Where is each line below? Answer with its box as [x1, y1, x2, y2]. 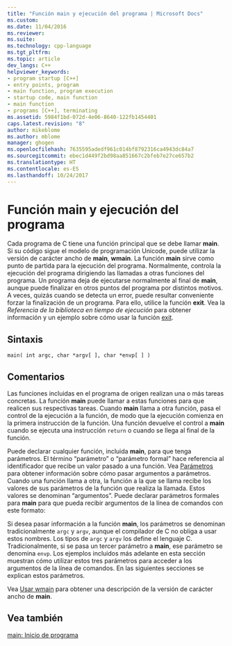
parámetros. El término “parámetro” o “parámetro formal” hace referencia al [7, 455, 224, 463]
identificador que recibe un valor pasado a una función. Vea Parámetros [7, 462, 213, 470]
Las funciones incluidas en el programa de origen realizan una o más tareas [7, 389, 224, 398]
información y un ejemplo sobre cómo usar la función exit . [7, 314, 174, 322]
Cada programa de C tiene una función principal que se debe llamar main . [7, 239, 219, 248]
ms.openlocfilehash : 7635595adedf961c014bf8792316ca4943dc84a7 [7, 146, 194, 153]
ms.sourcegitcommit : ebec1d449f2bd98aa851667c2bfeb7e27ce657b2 [7, 152, 194, 160]
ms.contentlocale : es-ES [7, 165, 79, 172]
